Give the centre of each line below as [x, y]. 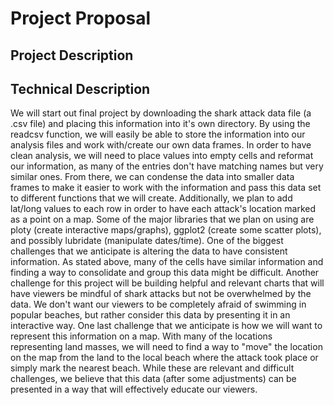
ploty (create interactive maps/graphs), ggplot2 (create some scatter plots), [166, 230]
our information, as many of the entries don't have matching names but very [167, 166]
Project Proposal [81, 18]
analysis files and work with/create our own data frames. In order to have [161, 145]
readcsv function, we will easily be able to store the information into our [158, 134]
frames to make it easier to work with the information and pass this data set [166, 188]
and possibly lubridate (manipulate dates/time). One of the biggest [147, 241]
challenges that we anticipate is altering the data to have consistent [149, 251]
